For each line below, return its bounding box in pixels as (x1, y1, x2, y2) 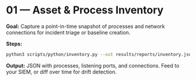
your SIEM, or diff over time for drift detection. (6, 68, 117, 75)
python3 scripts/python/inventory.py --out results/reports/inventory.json (6, 51, 194, 57)
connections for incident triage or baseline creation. (6, 29, 131, 36)
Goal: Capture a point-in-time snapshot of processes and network (6, 23, 165, 30)
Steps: (6, 40, 22, 47)
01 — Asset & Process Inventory (6, 3, 164, 17)
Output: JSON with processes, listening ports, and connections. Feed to (6, 62, 180, 69)
